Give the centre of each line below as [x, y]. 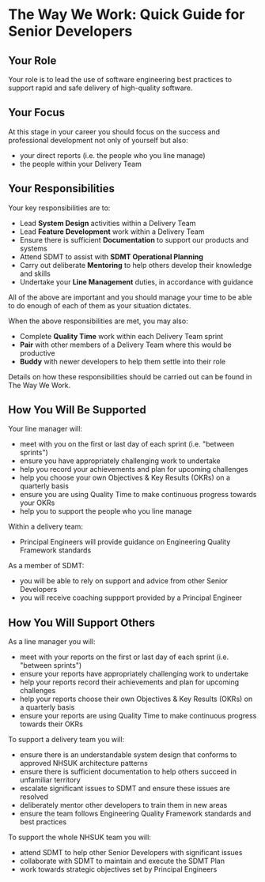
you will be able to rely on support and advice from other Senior [123, 581]
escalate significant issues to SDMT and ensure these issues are [125, 789]
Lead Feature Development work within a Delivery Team [112, 232]
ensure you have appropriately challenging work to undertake [120, 461]
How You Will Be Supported [77, 410]
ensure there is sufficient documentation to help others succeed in [128, 771]
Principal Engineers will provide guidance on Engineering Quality [125, 542]
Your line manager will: [45, 429]
